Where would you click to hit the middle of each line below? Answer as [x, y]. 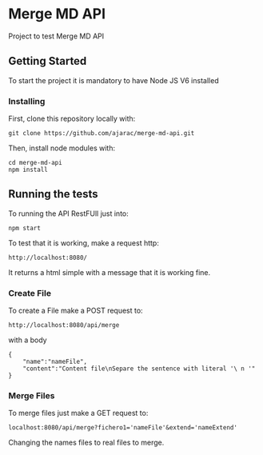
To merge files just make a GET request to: [78, 413]
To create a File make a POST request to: [76, 311]
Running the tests [53, 194]
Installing [27, 101]
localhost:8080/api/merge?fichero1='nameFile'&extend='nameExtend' [123, 428]
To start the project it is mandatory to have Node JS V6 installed [114, 80]
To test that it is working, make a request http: [84, 243]
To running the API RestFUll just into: [69, 214]
